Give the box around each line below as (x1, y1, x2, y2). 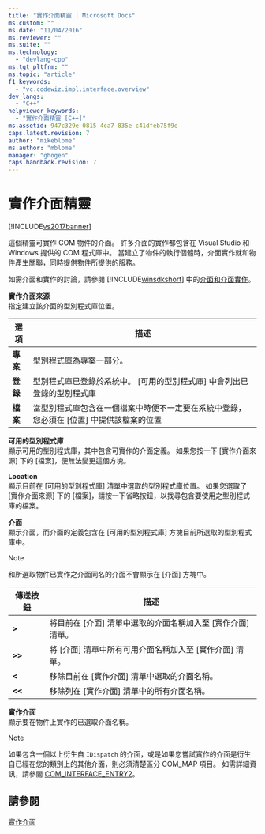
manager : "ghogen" (8, 151, 69, 159)
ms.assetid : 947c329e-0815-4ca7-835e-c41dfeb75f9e (8, 122, 178, 130)
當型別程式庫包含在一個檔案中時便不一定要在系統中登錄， (32, 402, 246, 413)
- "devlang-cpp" (15, 56, 69, 64)
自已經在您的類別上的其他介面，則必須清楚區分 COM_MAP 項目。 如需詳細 (8, 760, 250, 769)
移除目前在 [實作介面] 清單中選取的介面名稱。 (49, 671, 218, 682)
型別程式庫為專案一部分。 (32, 355, 128, 366)
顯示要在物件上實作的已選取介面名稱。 (8, 717, 132, 727)
